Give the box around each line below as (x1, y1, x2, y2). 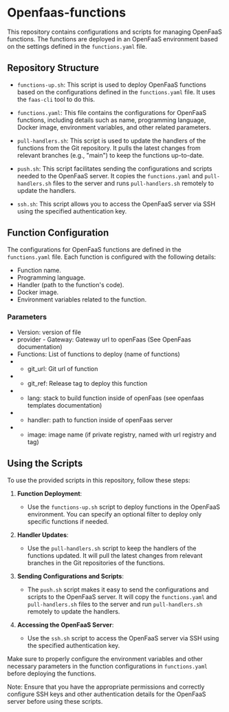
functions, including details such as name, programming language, (17, 116, 206, 124)
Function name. (17, 266, 62, 274)
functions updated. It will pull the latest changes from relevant (27, 551, 203, 559)
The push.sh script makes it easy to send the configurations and (27, 585, 209, 594)
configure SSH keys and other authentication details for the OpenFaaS (7, 690, 206, 698)
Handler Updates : (17, 530, 69, 538)
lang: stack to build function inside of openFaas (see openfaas (27, 394, 204, 402)
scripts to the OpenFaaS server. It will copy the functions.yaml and (27, 592, 217, 600)
